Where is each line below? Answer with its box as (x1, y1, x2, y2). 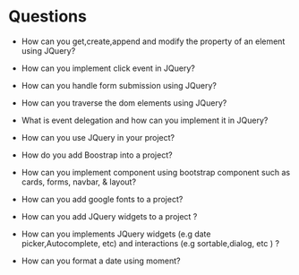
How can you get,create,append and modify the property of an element (21, 36, 286, 47)
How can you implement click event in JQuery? (21, 63, 196, 73)
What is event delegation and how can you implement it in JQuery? (21, 115, 269, 125)
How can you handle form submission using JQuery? (21, 80, 217, 90)
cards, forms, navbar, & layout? (21, 176, 136, 187)
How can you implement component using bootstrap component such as (21, 167, 291, 177)
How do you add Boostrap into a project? (21, 150, 173, 160)
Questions (8, 6, 87, 27)
